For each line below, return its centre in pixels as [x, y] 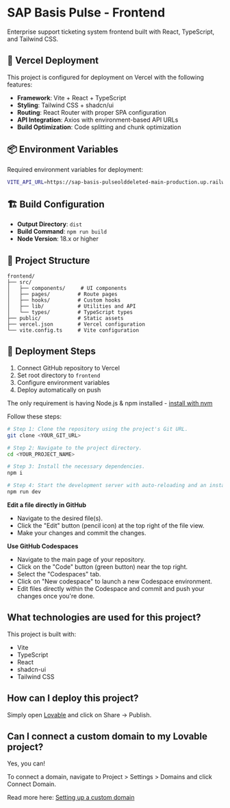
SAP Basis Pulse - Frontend [86, 13]
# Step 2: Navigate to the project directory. [75, 448]
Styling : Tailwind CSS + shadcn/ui [65, 105]
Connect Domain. [32, 784]
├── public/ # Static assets [66, 318]
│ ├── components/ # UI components [67, 289]
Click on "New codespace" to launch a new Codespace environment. [114, 581]
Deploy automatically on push [59, 390]
